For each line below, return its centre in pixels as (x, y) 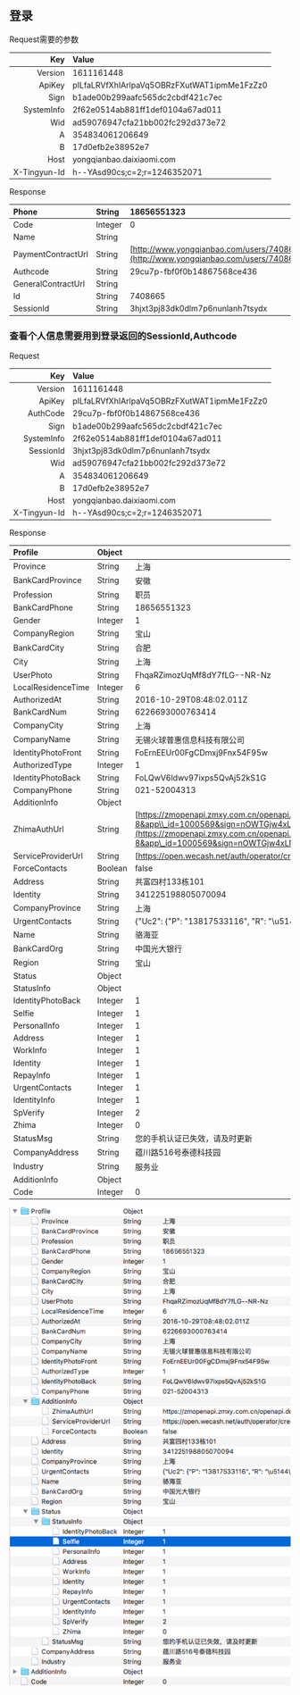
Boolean (112, 868)
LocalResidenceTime (51, 687)
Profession (33, 594)
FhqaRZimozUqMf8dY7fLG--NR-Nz (203, 675)
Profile (25, 553)
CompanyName (42, 739)
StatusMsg (33, 1138)
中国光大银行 (159, 948)
